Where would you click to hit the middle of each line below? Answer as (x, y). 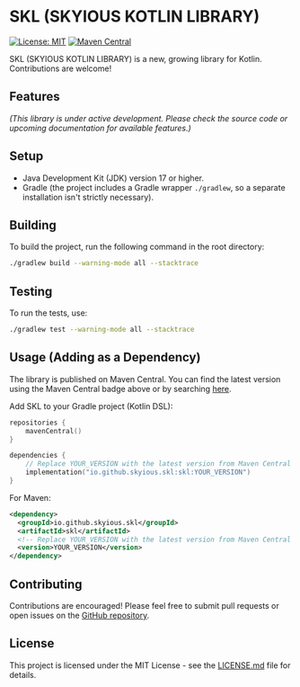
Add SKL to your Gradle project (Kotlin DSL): (91, 406)
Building (33, 225)
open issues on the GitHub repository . (79, 615)
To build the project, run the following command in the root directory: (137, 247)
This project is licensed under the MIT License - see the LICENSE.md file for (150, 665)
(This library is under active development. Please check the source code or (149, 118)
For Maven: (30, 497)
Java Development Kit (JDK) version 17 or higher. (113, 178)
